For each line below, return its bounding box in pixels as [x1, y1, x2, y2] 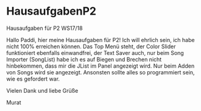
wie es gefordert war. [6, 75, 60, 82]
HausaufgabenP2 [6, 4, 97, 18]
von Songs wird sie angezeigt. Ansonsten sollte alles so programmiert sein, [6, 68, 195, 76]
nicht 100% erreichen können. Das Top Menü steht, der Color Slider [6, 43, 176, 50]
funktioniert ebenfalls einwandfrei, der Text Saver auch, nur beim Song [6, 49, 184, 56]
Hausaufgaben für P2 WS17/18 [6, 24, 83, 32]
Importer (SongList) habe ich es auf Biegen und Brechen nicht [6, 56, 162, 63]
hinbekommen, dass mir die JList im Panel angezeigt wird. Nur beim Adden [6, 62, 195, 70]
